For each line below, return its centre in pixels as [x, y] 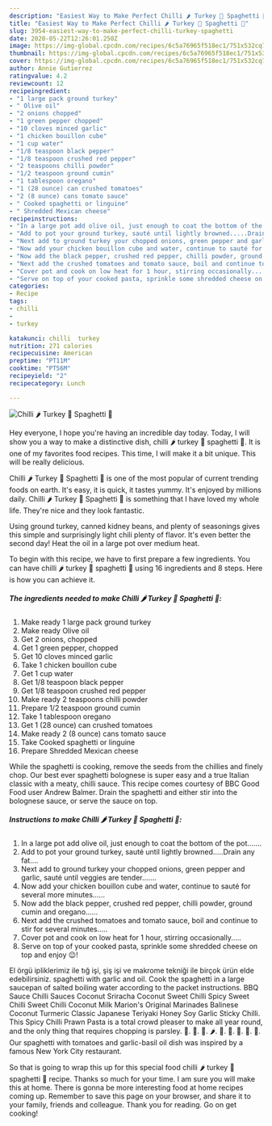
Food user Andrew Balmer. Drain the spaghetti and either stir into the [123, 792]
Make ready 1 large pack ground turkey [86, 622]
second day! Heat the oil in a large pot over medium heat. [105, 543]
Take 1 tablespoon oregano [66, 716]
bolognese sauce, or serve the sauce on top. [84, 800]
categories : [29, 286]
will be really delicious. [47, 462]
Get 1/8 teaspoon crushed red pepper [83, 691]
